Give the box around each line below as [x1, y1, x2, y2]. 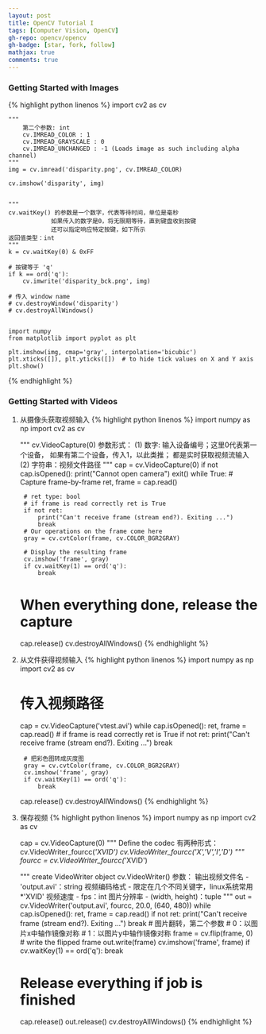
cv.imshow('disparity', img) [8, 179, 105, 187]
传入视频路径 [19, 694, 104, 712]
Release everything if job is [19, 974, 203, 992]
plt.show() [8, 362, 44, 370]
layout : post [8, 11, 52, 20]
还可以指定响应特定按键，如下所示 [50, 226, 146, 234]
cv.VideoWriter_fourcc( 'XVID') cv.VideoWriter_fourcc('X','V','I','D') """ [19, 847, 245, 857]
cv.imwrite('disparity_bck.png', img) [22, 277, 151, 286]
